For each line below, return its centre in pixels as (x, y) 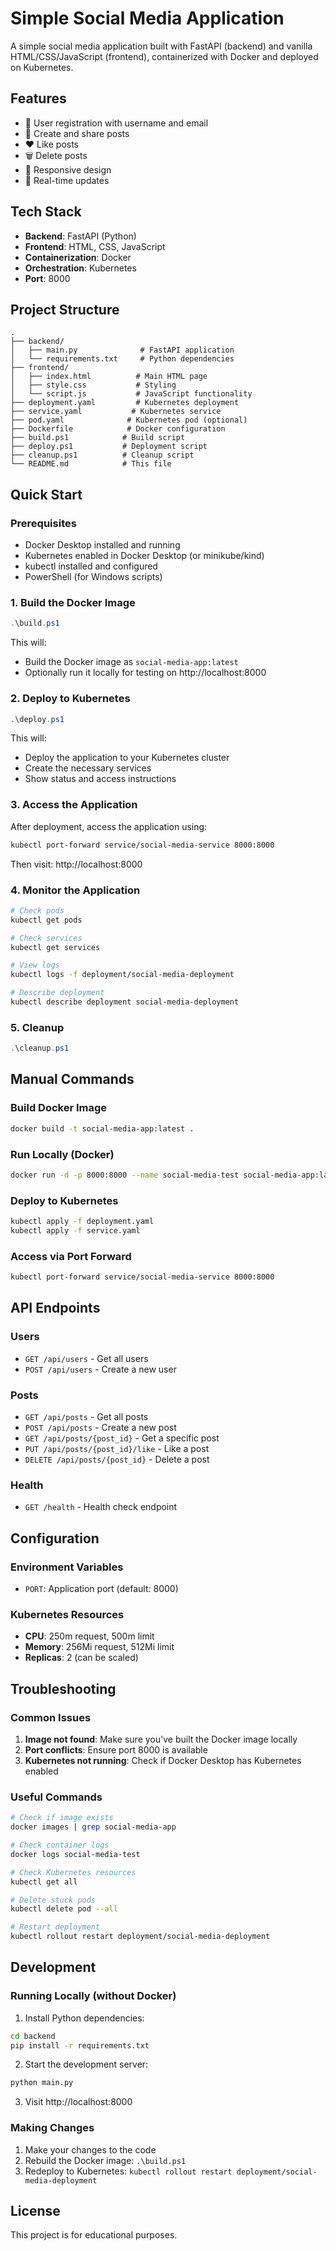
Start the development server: (86, 2064)
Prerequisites (43, 523)
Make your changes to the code (90, 2149)
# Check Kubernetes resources (73, 1872)
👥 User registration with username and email (116, 123)
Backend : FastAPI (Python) (80, 236)
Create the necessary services (88, 768)
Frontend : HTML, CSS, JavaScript (95, 246)
